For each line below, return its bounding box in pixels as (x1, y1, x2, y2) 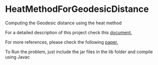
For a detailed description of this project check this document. (5, 29, 132, 35)
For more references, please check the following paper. (5, 39, 118, 45)
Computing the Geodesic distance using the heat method (5, 20, 122, 26)
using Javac (5, 54, 30, 60)
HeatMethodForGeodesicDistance (5, 3, 149, 15)
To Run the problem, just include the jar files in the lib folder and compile (5, 49, 153, 55)
